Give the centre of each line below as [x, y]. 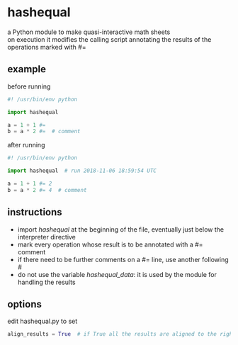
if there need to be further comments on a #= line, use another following [123, 259]
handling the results [46, 282]
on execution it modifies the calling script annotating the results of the [109, 39]
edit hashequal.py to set [42, 321]
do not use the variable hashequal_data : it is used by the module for [117, 274]
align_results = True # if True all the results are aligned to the [112, 334]
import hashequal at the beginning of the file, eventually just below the [121, 229]
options [25, 304]
